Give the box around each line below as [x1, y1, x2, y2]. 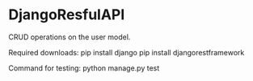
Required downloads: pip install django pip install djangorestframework [8, 47, 245, 57]
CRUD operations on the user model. [8, 32, 131, 42]
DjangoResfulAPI [8, 6, 125, 24]
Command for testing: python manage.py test [8, 63, 160, 73]
